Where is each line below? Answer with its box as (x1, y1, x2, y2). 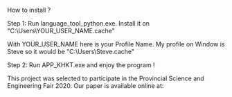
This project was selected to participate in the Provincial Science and (7, 74, 204, 82)
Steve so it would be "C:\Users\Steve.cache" (7, 48, 135, 55)
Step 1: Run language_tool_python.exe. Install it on (7, 19, 150, 27)
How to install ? (7, 6, 51, 14)
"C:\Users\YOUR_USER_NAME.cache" (7, 27, 116, 35)
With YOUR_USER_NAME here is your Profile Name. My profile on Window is (7, 40, 225, 48)
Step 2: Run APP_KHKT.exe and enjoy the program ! (7, 61, 155, 69)
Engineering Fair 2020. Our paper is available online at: (7, 82, 164, 89)
